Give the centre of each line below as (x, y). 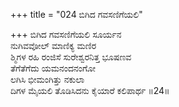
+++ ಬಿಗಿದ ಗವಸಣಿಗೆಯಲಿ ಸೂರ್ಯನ (66, 34)
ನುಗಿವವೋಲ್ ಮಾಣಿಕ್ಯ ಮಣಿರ (53, 45)
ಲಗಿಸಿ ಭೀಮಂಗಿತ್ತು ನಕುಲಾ (47, 79)
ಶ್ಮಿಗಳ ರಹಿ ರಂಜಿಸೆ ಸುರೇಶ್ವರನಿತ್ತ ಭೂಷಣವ (71, 57)
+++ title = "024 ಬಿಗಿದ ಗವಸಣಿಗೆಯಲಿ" (76, 14)
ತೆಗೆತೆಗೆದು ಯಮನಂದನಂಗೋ (53, 68)
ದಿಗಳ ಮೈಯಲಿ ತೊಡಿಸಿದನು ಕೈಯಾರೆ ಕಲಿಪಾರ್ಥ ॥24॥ (90, 90)
